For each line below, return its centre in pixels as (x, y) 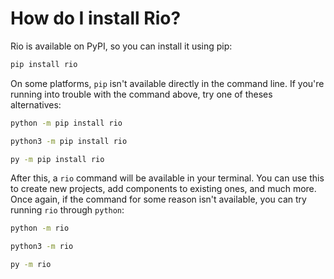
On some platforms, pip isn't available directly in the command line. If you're (167, 83)
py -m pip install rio (57, 159)
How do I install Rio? (96, 18)
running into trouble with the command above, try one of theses (141, 94)
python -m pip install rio (66, 123)
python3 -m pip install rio (69, 141)
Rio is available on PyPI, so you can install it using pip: (121, 46)
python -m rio (40, 228)
